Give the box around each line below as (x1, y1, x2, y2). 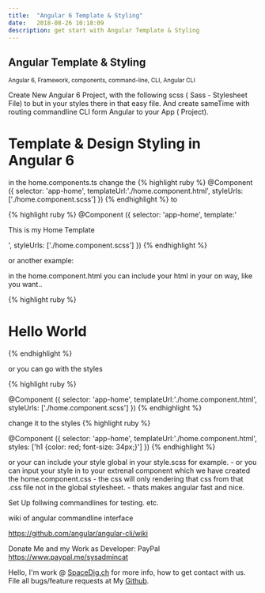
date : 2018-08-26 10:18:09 (8, 19, 104, 27)
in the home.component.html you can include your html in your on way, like (8, 271, 253, 281)
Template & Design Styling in (8, 135, 201, 153)
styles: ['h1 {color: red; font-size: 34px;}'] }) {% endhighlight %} (8, 442, 216, 451)
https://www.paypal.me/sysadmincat (8, 553, 129, 562)
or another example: (8, 256, 74, 266)
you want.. (8, 280, 43, 289)
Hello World (8, 323, 87, 341)
